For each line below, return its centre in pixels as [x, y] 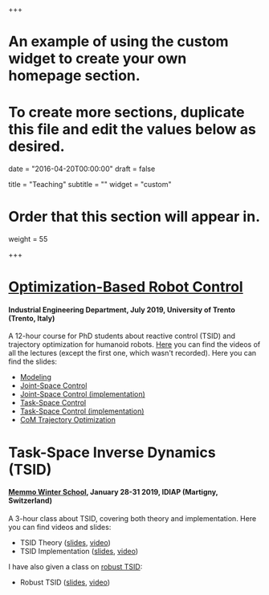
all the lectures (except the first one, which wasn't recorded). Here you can [132, 353]
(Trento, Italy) [32, 318]
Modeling [36, 377]
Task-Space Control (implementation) [82, 411]
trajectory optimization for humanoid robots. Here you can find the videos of [134, 344]
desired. [37, 147]
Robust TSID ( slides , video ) [65, 582]
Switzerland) [30, 501]
